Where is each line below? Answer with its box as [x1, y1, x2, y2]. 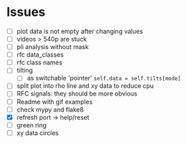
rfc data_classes [16, 51, 64, 59]
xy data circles [16, 129, 59, 137]
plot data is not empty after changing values [16, 27, 143, 35]
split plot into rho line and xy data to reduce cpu [16, 82, 154, 90]
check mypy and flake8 [16, 105, 84, 114]
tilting [16, 66, 33, 75]
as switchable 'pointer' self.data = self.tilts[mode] [26, 74, 181, 82]
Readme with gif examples [16, 98, 93, 106]
